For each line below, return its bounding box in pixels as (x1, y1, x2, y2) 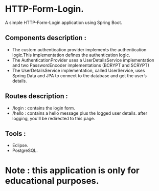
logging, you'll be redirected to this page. (12, 115, 95, 121)
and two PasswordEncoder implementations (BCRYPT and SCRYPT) (12, 62, 150, 68)
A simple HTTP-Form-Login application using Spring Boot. (5, 20, 122, 25)
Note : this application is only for (5, 165, 140, 176)
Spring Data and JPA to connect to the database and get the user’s (12, 72, 147, 79)
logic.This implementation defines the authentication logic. (12, 52, 131, 58)
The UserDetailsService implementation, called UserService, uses (12, 67, 145, 73)
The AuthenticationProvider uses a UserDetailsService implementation (12, 57, 155, 63)
